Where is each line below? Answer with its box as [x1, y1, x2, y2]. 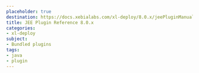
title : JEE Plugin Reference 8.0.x [6, 19, 94, 25]
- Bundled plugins [6, 42, 52, 48]
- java [6, 52, 23, 58]
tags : [6, 47, 20, 53]
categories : [6, 25, 36, 31]
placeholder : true [6, 8, 52, 15]
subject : [6, 36, 28, 42]
